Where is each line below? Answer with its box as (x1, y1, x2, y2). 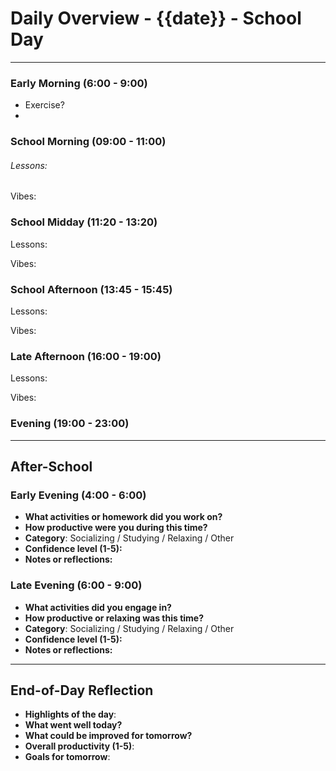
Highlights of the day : (24, 708, 117, 721)
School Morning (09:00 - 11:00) (10, 135, 167, 149)
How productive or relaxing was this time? (24, 612, 204, 624)
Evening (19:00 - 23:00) (10, 417, 130, 431)
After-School (10, 458, 93, 475)
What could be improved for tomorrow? (24, 730, 193, 742)
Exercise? (24, 99, 65, 111)
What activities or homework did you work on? (24, 511, 223, 523)
